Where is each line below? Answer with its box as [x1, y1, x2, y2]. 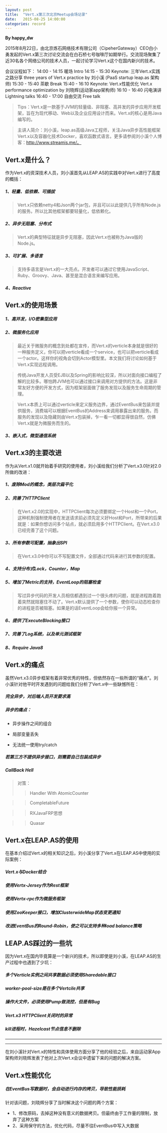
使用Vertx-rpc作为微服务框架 [5, 896, 66, 902]
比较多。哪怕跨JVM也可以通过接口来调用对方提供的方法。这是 [26, 378, 154, 385]
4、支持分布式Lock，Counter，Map [5, 566, 81, 571]
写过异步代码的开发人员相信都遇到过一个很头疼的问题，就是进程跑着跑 [17, 592, 162, 598]
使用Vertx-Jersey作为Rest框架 [5, 882, 69, 888]
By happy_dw [5, 35, 33, 41]
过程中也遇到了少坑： [9, 959, 53, 965]
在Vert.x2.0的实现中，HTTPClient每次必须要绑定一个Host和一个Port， [17, 509, 161, 515]
